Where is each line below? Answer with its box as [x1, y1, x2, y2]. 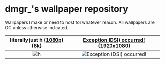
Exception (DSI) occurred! [83, 36, 145, 43]
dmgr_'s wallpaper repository [5, 3, 129, 15]
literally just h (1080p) [10, 36, 64, 43]
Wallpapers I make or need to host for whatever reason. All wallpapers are [5, 20, 155, 25]
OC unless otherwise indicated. [5, 24, 69, 30]
